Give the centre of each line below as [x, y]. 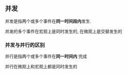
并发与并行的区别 [25, 45]
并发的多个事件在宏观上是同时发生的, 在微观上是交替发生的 [63, 31]
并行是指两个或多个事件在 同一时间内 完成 [46, 56]
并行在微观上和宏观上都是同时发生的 [41, 67]
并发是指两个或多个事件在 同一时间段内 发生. [48, 21]
